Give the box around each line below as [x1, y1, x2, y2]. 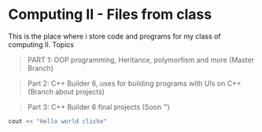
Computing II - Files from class [8, 5, 212, 24]
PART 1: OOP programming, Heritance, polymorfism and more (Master [27, 55, 254, 64]
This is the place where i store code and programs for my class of [8, 31, 222, 41]
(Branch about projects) [27, 86, 105, 96]
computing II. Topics [8, 39, 75, 49]
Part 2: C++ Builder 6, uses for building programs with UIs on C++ [27, 79, 242, 88]
